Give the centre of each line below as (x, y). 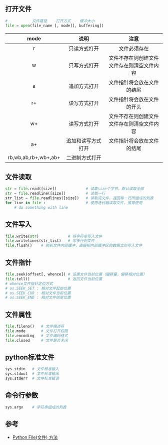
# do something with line (41, 207)
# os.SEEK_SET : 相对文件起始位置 (38, 288)
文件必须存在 (134, 48)
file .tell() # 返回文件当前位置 (54, 279)
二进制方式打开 (84, 158)
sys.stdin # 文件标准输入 (32, 369)
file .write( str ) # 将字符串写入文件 (54, 236)
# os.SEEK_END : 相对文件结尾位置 (38, 298)
